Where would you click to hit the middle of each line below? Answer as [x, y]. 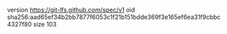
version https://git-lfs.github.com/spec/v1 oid [71, 10]
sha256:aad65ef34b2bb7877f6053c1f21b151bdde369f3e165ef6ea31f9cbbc [114, 17]
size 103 [45, 24]
